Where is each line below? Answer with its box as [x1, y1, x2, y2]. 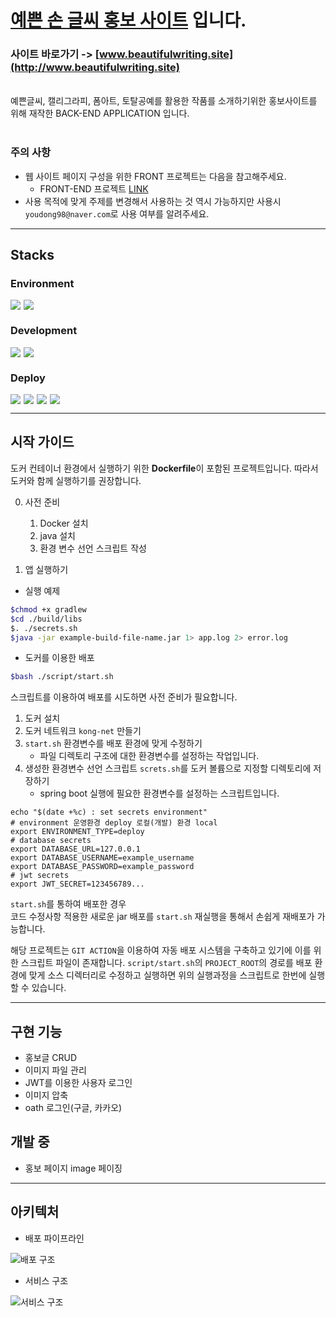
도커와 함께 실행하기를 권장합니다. [10, 474, 142, 486]
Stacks [10, 247, 55, 264]
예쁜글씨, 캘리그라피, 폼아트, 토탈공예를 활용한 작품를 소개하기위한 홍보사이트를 [10, 95, 318, 107]
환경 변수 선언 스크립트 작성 [39, 542, 147, 554]
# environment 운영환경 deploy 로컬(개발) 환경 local [10, 818, 218, 828]
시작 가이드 [10, 434, 75, 451]
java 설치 [39, 529, 76, 541]
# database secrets [10, 836, 92, 846]
